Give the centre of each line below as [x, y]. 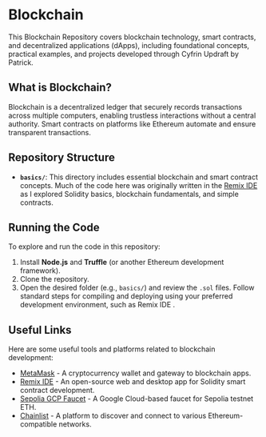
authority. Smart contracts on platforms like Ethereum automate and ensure [132, 124]
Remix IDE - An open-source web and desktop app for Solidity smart [133, 382]
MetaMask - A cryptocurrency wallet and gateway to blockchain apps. [135, 373]
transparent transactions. [50, 132]
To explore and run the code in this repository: [85, 247]
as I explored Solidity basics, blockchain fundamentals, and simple [129, 194]
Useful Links [40, 330]
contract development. [57, 391]
